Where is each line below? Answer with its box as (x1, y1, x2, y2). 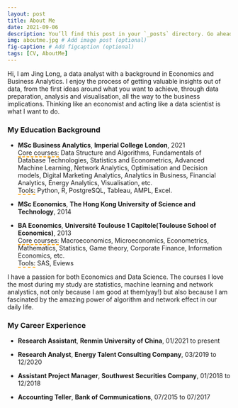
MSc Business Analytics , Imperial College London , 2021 (17, 141, 186, 150)
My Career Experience (7, 321, 86, 331)
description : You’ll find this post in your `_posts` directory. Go (7, 30, 214, 38)
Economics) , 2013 (17, 228, 72, 238)
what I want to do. (7, 107, 60, 116)
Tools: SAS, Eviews (17, 259, 74, 268)
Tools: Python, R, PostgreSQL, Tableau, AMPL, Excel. (17, 186, 172, 195)
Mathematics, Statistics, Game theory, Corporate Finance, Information (17, 244, 222, 253)
